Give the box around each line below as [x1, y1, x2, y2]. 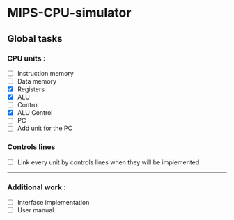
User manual [17, 206, 54, 214]
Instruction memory [17, 69, 75, 77]
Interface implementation [17, 198, 90, 207]
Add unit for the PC [17, 124, 73, 133]
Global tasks [7, 33, 63, 45]
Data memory [17, 77, 57, 85]
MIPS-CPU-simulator [7, 5, 132, 21]
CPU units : [7, 54, 46, 63]
